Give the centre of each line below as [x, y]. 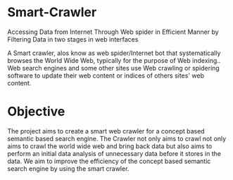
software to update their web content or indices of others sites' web [106, 76]
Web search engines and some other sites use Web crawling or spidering [113, 68]
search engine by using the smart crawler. [68, 168]
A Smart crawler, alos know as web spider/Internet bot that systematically [114, 53]
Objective [36, 112]
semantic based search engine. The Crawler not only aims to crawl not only [117, 138]
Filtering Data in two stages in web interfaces [73, 39]
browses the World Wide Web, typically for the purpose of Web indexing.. [114, 60]
